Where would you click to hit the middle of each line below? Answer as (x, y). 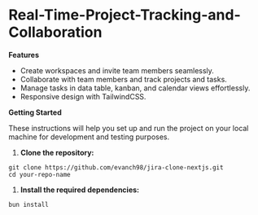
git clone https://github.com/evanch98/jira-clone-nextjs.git (116, 167)
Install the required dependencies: (80, 190)
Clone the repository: (57, 152)
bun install (28, 204)
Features (24, 55)
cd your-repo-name (39, 174)
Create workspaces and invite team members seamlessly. (117, 70)
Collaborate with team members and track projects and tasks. (124, 79)
